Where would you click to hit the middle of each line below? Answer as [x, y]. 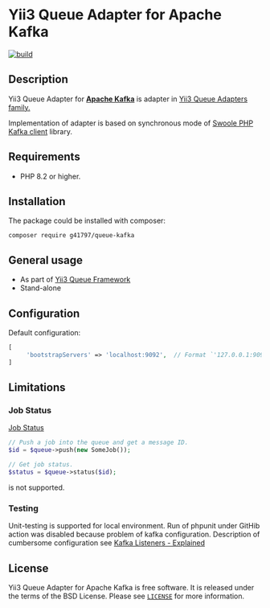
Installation [37, 201]
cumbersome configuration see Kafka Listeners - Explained [107, 543]
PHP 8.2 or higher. [50, 176]
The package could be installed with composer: [87, 221]
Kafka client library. [40, 131]
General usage [45, 260]
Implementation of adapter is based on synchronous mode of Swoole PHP [131, 123]
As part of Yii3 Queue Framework [75, 280]
